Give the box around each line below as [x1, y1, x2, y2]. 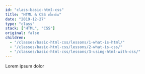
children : [5, 35, 26, 40]
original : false [5, 30, 39, 35]
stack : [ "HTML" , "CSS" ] [5, 26, 55, 31]
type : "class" [5, 21, 35, 26]
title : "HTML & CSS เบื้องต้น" [5, 12, 61, 17]
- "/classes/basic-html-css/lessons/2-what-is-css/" [10, 44, 123, 49]
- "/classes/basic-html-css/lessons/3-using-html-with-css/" [10, 49, 141, 54]
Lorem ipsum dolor [5, 63, 44, 69]
